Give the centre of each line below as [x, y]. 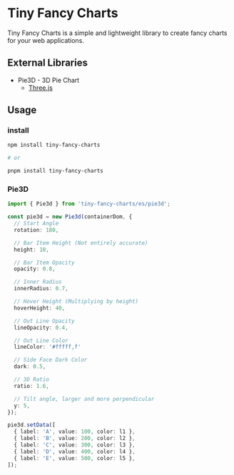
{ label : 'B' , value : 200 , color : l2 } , [75, 439]
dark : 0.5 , [30, 367]
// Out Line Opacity [44, 321]
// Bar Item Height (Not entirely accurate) [81, 243]
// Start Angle [36, 224]
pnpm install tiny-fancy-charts [55, 171]
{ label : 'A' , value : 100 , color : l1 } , [75, 432]
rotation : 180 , [36, 230]
